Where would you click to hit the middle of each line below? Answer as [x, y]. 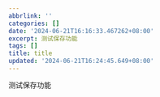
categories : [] [34, 23]
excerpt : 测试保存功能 [43, 38]
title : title [30, 53]
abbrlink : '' [30, 16]
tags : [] [23, 46]
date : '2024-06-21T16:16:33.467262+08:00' [81, 31]
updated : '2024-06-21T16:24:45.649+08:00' [81, 61]
